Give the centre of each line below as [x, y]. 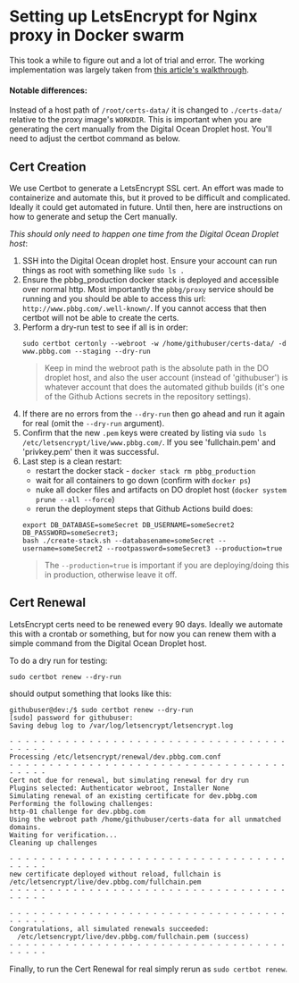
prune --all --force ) [75, 499]
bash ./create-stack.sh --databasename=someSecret [118, 541]
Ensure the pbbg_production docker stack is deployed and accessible [150, 280]
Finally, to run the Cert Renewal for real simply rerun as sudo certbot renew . [149, 969]
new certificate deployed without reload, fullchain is [115, 874]
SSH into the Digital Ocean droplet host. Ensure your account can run [149, 260]
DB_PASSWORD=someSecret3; [70, 533]
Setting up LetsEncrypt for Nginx [133, 17]
